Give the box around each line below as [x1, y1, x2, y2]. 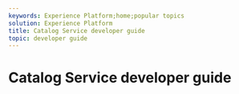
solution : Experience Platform [8, 19, 113, 27]
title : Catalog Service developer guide [8, 27, 146, 35]
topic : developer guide [8, 34, 88, 43]
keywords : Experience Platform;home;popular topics [8, 11, 184, 20]
